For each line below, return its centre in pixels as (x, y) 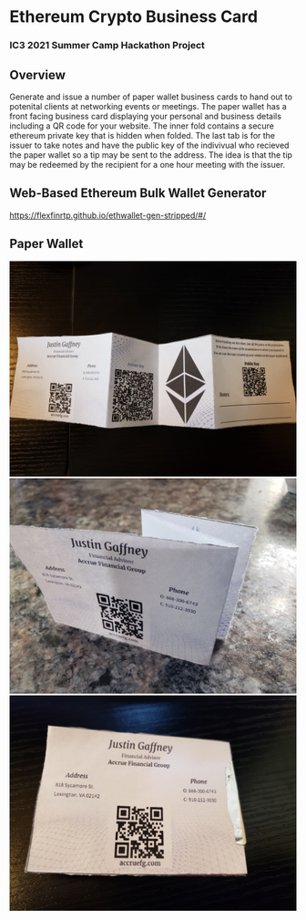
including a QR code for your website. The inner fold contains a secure (142, 126)
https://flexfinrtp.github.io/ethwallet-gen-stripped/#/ (108, 215)
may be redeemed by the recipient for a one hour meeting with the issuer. (148, 164)
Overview (38, 75)
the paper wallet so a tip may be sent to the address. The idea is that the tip (151, 155)
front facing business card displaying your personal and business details (146, 116)
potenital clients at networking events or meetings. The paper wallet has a (148, 106)
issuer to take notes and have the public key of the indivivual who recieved (149, 145)
